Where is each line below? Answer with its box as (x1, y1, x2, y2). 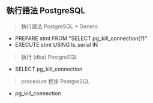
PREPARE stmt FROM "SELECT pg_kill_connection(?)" (14, 35, 148, 42)
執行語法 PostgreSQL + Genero (20, 23, 98, 30)
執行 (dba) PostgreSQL (20, 53, 78, 60)
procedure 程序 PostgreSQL (20, 77, 90, 85)
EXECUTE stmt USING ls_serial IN (14, 41, 98, 48)
